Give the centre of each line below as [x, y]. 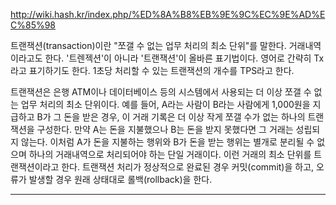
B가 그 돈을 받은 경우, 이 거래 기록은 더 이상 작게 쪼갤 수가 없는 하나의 [171, 117]
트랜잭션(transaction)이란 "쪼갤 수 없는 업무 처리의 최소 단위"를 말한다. [148, 45]
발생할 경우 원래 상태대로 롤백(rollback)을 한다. [120, 179]
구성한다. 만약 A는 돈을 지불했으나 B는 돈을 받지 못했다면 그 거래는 [165, 129]
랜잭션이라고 [35, 167]
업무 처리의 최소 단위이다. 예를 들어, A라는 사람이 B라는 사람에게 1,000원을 [165, 104]
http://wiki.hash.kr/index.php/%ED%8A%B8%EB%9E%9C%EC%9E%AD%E [168, 14]
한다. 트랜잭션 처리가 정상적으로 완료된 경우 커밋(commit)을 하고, [188, 167]
